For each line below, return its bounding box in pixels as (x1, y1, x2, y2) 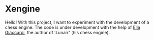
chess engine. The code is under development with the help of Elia (5, 24, 140, 30)
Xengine (5, 3, 40, 14)
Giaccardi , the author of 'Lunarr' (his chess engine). (5, 29, 110, 35)
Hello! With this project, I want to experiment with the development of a (5, 19, 149, 25)
